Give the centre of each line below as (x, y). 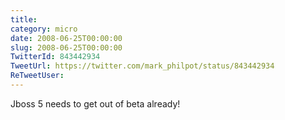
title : (24, 19)
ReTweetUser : (37, 76)
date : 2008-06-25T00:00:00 (66, 38)
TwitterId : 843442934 (55, 57)
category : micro (44, 29)
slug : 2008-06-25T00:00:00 (66, 47)
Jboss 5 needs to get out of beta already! (95, 103)
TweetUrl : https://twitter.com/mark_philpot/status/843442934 (142, 66)
